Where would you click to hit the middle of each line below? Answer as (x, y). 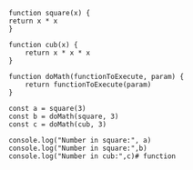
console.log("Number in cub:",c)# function (92, 156)
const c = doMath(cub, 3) (57, 125)
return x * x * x (58, 53)
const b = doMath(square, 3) (64, 116)
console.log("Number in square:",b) (78, 148)
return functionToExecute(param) (88, 85)
